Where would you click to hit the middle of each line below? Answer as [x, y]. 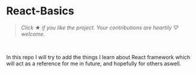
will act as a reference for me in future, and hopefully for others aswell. [94, 63]
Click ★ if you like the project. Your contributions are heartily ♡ [99, 28]
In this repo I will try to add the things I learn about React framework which [98, 57]
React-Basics [40, 11]
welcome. [33, 34]
